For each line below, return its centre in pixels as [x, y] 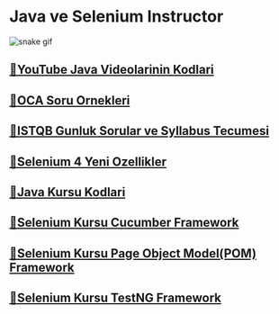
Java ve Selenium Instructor [117, 17]
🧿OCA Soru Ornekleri [70, 100]
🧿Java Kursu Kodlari [67, 192]
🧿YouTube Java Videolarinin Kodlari [112, 70]
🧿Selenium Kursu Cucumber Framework [124, 223]
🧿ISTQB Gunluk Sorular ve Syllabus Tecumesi [139, 131]
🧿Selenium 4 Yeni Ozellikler [88, 161]
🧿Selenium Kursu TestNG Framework [116, 298]
